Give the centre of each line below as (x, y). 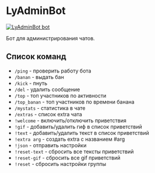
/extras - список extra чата (48, 114)
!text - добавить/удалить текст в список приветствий (82, 133)
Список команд (36, 57)
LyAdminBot (36, 11)
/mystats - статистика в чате (50, 108)
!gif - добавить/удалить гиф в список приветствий (78, 126)
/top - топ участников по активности (60, 95)
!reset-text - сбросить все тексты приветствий (74, 151)
